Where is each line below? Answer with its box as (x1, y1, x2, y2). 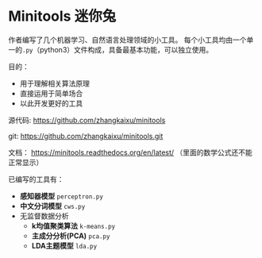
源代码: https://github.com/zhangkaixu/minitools (8, 115, 166, 125)
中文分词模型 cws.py (19, 201, 86, 210)
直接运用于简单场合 (19, 88, 83, 98)
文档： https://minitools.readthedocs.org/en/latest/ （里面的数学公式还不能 (8, 148, 252, 157)
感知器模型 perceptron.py (19, 191, 103, 201)
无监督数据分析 (19, 211, 69, 221)
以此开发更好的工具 (19, 98, 83, 108)
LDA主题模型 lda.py (31, 241, 98, 250)
